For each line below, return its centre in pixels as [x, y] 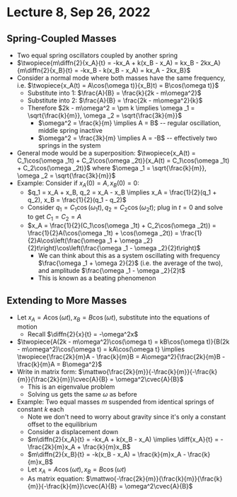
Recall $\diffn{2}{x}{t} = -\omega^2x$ [83, 334]
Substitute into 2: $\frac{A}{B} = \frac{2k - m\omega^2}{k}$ [115, 100]
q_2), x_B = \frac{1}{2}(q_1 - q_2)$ [77, 199]
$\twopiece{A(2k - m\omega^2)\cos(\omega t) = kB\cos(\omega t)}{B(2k [123, 341]
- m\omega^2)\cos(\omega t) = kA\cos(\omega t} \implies [101, 349]
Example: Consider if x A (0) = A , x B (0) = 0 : [78, 184]
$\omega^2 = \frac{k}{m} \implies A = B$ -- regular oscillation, [129, 123]
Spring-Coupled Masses [62, 39]
